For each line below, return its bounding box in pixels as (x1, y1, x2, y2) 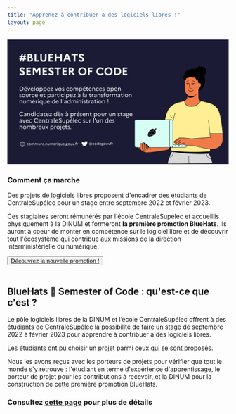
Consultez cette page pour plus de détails (7, 398, 153, 408)
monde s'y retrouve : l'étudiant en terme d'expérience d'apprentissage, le (7, 365, 221, 373)
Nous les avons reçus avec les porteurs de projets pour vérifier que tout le (7, 358, 223, 366)
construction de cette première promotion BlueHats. (7, 380, 158, 389)
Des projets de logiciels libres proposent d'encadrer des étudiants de (7, 191, 207, 200)
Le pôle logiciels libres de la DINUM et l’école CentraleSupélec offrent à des (7, 315, 227, 324)
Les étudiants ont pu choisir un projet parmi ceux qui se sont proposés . (7, 344, 214, 352)
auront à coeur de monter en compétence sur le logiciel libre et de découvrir (7, 227, 228, 236)
